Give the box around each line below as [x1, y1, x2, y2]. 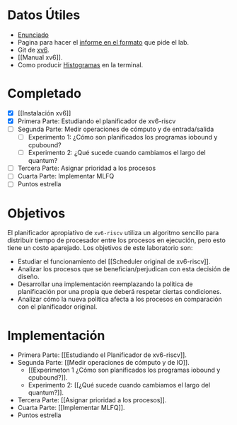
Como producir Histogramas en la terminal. [17, 60, 144, 69]
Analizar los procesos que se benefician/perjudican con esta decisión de [17, 265, 231, 273]
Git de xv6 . [17, 45, 50, 54]
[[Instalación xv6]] [17, 108, 71, 117]
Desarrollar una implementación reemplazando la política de [17, 280, 193, 288]
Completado [7, 86, 81, 102]
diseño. [17, 273, 40, 281]
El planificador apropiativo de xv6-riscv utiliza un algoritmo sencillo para [7, 229, 219, 237]
